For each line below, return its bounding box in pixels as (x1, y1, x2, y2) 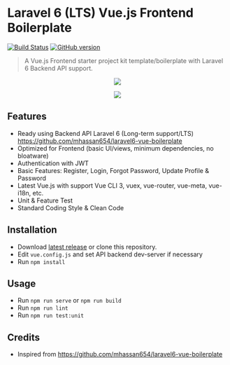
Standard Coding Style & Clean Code (17, 203, 124, 212)
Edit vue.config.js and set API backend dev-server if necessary (17, 250, 203, 259)
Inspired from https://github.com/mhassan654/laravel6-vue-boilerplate (17, 350, 223, 359)
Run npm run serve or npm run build (17, 296, 122, 305)
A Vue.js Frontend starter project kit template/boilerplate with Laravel (24, 56, 224, 64)
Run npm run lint (17, 303, 69, 312)
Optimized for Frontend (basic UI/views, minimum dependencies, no (17, 144, 215, 152)
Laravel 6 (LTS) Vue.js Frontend (7, 5, 194, 21)
